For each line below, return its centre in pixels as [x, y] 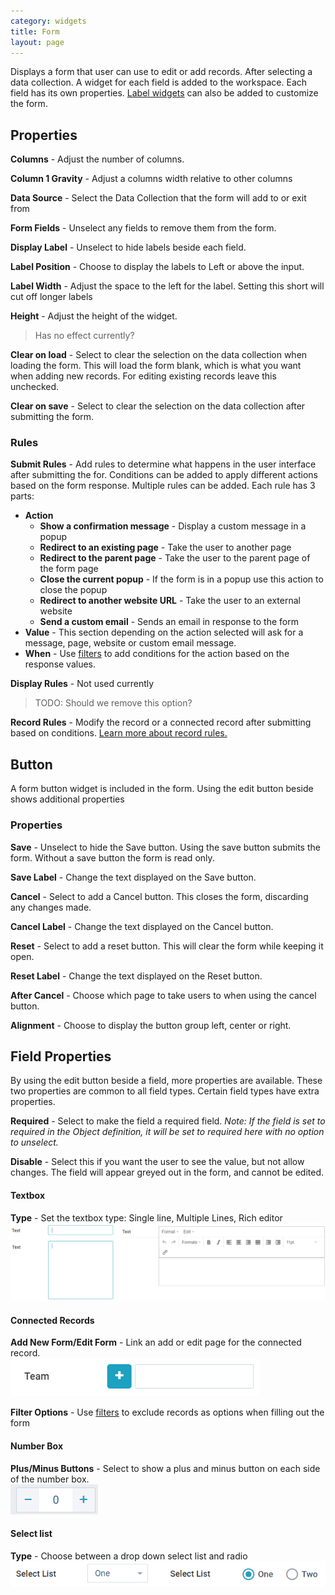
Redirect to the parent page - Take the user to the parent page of [175, 558]
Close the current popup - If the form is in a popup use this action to [181, 579]
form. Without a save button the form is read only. [112, 857]
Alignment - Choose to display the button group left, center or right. [151, 1025]
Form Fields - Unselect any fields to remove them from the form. [143, 228]
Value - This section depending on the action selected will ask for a [164, 632]
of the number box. [50, 1479]
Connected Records [52, 1320]
